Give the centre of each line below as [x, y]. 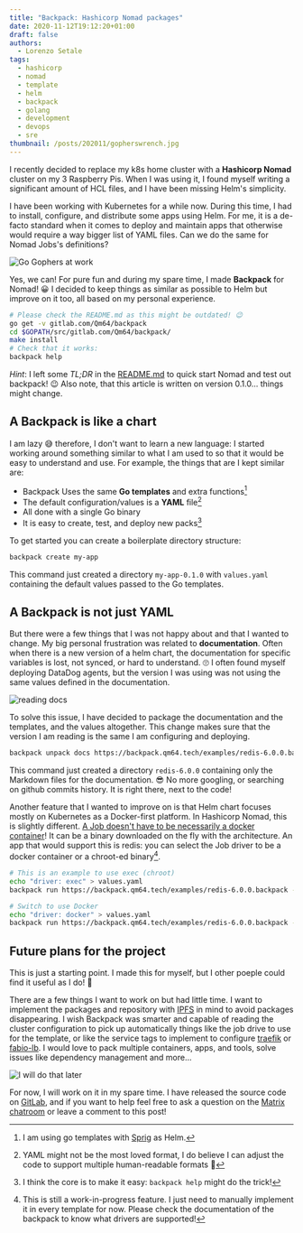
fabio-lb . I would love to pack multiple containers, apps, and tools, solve [143, 1048]
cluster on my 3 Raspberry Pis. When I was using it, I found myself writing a [150, 179]
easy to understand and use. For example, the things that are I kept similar [147, 462]
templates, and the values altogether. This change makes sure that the [140, 727]
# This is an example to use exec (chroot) [92, 873]
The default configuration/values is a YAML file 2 [112, 502]
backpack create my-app [54, 557]
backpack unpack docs [50, 753]
